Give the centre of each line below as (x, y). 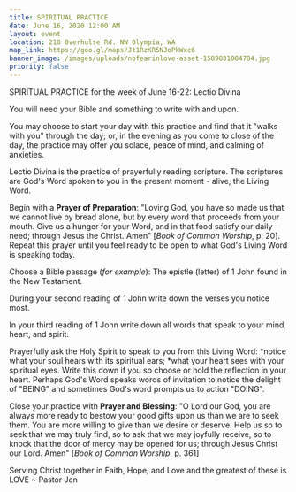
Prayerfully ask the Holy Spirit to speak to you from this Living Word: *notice (148, 351)
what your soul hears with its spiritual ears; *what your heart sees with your (147, 360)
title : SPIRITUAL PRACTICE (59, 17)
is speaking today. (42, 254)
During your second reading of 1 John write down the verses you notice (140, 298)
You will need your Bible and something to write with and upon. (124, 109)
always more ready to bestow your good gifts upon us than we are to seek (144, 415)
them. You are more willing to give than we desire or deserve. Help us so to (146, 425)
